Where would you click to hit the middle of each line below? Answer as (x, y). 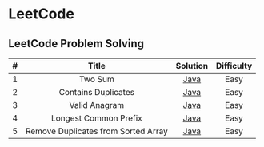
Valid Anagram (97, 105)
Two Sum (96, 79)
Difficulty (234, 66)
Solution (192, 66)
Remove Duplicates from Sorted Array (96, 131)
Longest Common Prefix (96, 118)
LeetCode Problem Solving (76, 44)
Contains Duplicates (96, 92)
